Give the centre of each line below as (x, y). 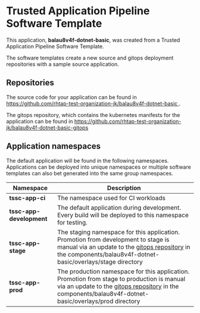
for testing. (73, 222)
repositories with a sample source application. (62, 64)
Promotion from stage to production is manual (121, 279)
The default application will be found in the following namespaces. (87, 160)
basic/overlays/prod (85, 301)
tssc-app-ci (27, 198)
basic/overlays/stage (87, 261)
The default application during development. (119, 207)
